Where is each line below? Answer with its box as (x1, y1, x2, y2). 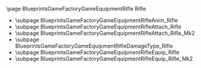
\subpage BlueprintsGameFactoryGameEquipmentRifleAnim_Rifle (15, 17, 178, 23)
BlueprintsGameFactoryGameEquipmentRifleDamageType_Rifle (15, 42, 173, 49)
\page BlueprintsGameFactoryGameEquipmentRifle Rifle (6, 5, 147, 12)
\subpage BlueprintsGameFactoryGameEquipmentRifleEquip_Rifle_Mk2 (15, 55, 193, 62)
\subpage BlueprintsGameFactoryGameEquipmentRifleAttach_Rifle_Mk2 (15, 29, 195, 37)
